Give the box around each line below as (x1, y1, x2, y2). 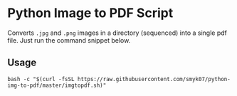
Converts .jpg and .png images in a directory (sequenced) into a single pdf (7, 28, 228, 37)
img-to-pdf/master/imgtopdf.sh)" (7, 82, 107, 89)
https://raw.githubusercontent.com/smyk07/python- (77, 75, 231, 82)
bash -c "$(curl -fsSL (7, 75, 75, 82)
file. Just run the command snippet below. (7, 36, 131, 44)
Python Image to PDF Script (7, 5, 174, 21)
